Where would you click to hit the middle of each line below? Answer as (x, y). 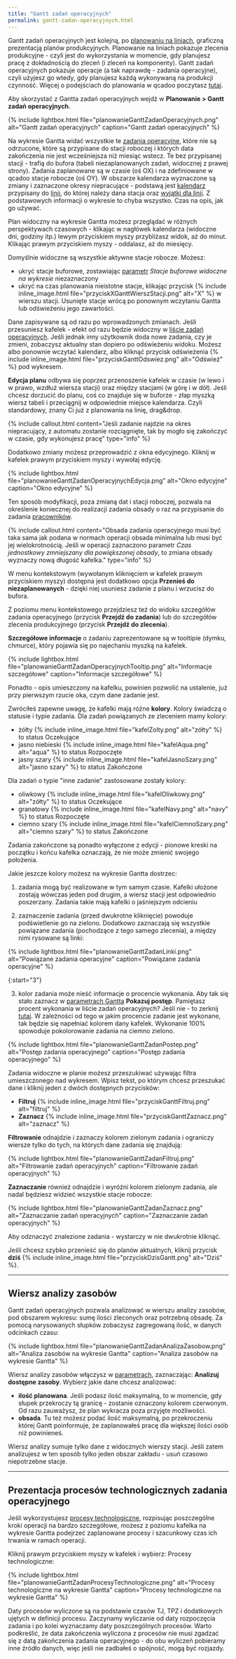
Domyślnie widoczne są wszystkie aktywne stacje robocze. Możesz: (107, 257)
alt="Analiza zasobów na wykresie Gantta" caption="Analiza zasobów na (113, 1354)
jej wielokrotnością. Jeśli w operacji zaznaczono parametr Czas (100, 545)
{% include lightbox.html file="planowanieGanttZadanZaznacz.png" (106, 1208)
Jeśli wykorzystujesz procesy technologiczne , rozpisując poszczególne (111, 1518)
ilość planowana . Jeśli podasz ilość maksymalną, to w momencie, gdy (120, 1396)
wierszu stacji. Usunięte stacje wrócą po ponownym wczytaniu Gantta (119, 301)
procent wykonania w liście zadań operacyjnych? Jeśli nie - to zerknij (118, 1008)
